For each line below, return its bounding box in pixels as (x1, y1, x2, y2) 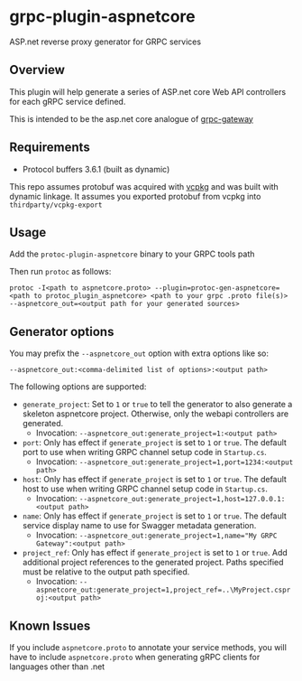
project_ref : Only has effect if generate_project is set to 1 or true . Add (22, 547, 288, 558)
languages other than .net (9, 661, 105, 672)
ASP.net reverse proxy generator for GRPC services (9, 36, 201, 47)
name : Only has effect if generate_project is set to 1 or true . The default (22, 510, 287, 521)
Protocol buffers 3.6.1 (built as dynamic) (22, 163, 170, 174)
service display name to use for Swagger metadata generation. (22, 520, 257, 531)
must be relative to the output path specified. (22, 566, 190, 577)
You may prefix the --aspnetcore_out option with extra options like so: (9, 348, 269, 359)
